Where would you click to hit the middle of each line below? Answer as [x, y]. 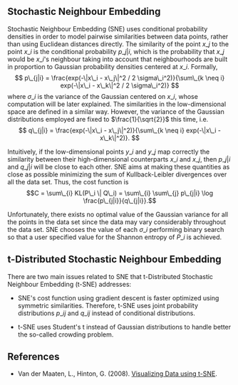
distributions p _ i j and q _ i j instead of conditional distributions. [107, 313]
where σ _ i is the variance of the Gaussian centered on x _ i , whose [103, 96]
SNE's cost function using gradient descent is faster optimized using [118, 297]
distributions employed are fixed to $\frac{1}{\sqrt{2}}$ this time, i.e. [108, 119]
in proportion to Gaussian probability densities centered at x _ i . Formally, [113, 66]
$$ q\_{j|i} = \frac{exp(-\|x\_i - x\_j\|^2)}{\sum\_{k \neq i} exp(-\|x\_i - [120, 130]
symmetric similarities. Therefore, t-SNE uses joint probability [108, 305]
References [33, 357]
